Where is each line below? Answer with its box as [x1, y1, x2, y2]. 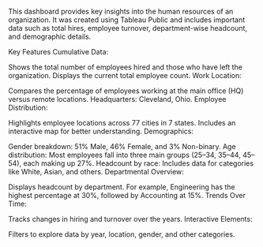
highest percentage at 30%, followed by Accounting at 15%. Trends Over [8, 191, 246, 200]
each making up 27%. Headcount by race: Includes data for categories [23, 159, 254, 168]
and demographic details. [8, 32, 92, 41]
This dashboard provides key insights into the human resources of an [8, 7, 234, 16]
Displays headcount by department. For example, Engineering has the [8, 182, 235, 192]
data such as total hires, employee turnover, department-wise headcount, [8, 24, 247, 32]
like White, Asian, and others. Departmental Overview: [8, 167, 184, 176]
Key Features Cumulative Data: [8, 47, 109, 56]
